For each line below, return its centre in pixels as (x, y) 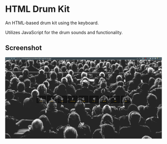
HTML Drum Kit (38, 9)
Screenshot (24, 48)
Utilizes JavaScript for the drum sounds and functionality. (64, 32)
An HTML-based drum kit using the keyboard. (52, 23)
